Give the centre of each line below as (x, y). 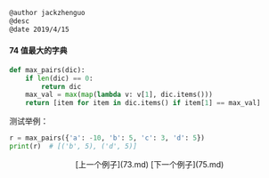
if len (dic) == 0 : (59, 78)
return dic (61, 86)
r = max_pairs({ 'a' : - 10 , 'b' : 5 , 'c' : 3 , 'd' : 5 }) (107, 138)
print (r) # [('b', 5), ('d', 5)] (73, 147)
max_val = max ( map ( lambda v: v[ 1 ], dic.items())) (119, 95)
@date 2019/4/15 (39, 29)
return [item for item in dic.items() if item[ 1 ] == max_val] (143, 103)
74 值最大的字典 (39, 51)
